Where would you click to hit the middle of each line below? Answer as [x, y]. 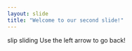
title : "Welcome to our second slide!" [66, 20]
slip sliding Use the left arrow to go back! [67, 40]
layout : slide [28, 14]
